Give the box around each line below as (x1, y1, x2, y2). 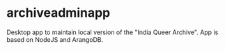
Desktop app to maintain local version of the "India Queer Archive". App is (6, 28, 219, 36)
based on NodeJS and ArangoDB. (6, 35, 104, 43)
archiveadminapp (6, 5, 111, 21)
